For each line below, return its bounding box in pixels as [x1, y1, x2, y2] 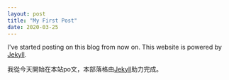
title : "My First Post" [7, 17, 78, 24]
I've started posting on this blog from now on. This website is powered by [7, 43, 222, 52]
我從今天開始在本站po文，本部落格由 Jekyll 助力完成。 [7, 65, 163, 74]
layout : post [7, 10, 46, 18]
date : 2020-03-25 [7, 23, 59, 30]
